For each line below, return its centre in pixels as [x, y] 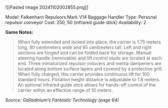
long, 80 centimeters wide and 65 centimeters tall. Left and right [85, 47]
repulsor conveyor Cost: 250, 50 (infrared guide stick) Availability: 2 [76, 22]
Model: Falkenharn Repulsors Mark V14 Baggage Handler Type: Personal [81, 17]
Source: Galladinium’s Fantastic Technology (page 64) [62, 100]
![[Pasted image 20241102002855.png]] [47, 7]
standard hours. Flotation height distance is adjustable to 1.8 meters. [89, 79]
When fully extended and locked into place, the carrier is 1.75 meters [89, 42]
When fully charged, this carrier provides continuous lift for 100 [84, 74]
